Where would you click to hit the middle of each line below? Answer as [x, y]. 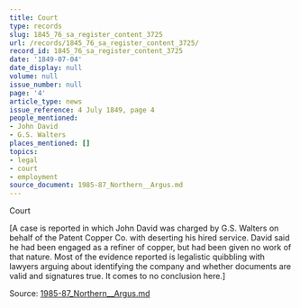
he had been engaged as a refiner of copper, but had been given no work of [150, 248]
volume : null [34, 77]
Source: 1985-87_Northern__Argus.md [80, 294]
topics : [24, 151]
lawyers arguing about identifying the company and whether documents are [150, 267]
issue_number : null [46, 85]
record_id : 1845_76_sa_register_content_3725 [96, 51]
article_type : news [46, 101]
